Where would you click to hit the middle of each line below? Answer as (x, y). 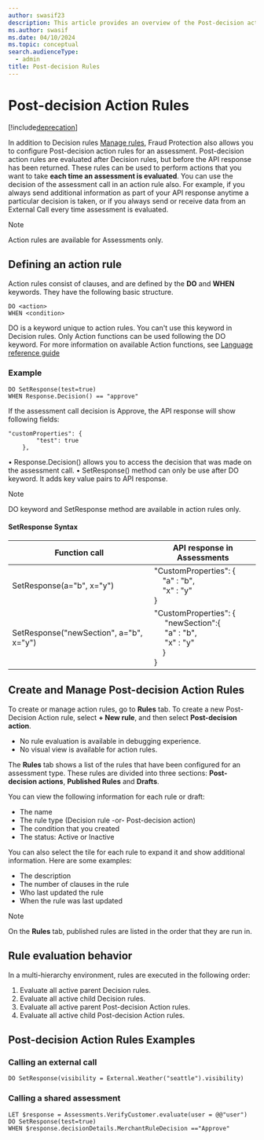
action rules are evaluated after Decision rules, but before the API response (130, 159)
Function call (79, 553)
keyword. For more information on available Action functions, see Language (131, 344)
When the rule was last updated (71, 900)
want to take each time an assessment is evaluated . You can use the (121, 176)
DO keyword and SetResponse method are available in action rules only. (125, 509)
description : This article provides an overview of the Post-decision (126, 23)
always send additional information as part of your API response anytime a (128, 193)
